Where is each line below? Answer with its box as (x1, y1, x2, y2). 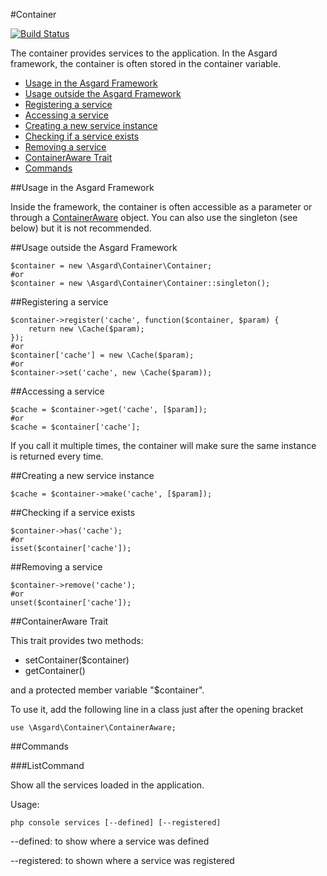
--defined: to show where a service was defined (10, 835, 210, 847)
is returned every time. (10, 450, 104, 462)
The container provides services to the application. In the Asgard (10, 47, 278, 59)
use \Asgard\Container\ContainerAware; (10, 723, 177, 733)
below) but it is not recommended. (10, 222, 152, 234)
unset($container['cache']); (10, 598, 132, 608)
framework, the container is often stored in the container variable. (10, 58, 282, 69)
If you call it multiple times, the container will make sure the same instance (10, 440, 317, 451)
